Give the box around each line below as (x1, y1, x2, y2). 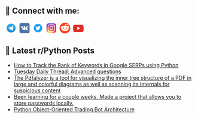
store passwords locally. (13, 99, 74, 107)
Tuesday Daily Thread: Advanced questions (13, 68, 121, 75)
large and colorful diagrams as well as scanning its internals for (13, 80, 170, 87)
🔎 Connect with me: (5, 6, 80, 16)
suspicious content (13, 87, 61, 94)
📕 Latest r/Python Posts (5, 46, 95, 56)
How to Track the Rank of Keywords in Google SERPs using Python (13, 61, 179, 68)
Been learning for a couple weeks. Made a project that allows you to (13, 93, 182, 100)
